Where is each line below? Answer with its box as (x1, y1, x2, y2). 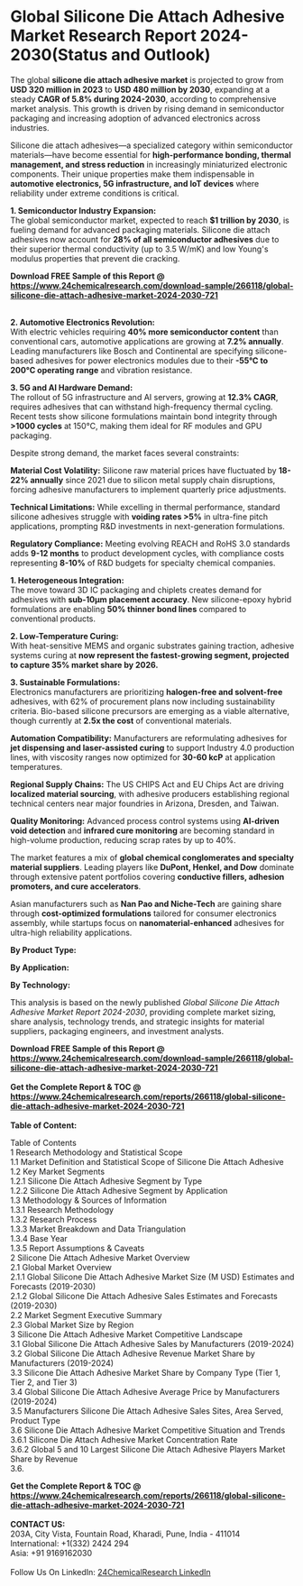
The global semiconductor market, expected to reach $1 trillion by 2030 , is (10, 215, 289, 225)
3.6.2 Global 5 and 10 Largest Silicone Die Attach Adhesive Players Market (10, 1444, 286, 1454)
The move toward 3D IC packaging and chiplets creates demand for (10, 584, 262, 595)
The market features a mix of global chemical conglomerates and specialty (10, 852, 294, 863)
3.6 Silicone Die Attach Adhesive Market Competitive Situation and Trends (10, 1425, 286, 1435)
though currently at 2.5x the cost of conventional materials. (10, 715, 233, 726)
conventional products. (10, 613, 96, 624)
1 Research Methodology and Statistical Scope (10, 1147, 183, 1158)
